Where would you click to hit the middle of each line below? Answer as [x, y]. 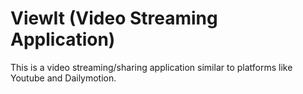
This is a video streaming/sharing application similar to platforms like [151, 67]
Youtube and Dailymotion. [63, 78]
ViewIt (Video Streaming [114, 18]
